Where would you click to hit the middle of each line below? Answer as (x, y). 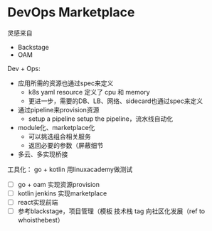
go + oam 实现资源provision (58, 184)
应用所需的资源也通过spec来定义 (65, 83)
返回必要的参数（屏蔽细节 (66, 145)
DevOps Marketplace (71, 12)
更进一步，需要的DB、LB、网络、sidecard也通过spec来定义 (116, 101)
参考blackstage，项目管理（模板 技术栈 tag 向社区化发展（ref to (111, 211)
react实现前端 (38, 203)
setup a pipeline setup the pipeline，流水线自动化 (100, 119)
